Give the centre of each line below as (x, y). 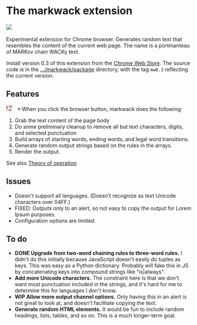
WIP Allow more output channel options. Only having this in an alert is (101, 297)
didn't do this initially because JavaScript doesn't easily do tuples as (98, 259)
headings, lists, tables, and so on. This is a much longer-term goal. (95, 316)
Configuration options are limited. (55, 220)
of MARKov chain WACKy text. (43, 52)
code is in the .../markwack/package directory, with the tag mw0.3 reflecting (97, 69)
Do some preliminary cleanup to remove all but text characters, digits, (99, 126)
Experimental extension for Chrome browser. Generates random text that (94, 39)
